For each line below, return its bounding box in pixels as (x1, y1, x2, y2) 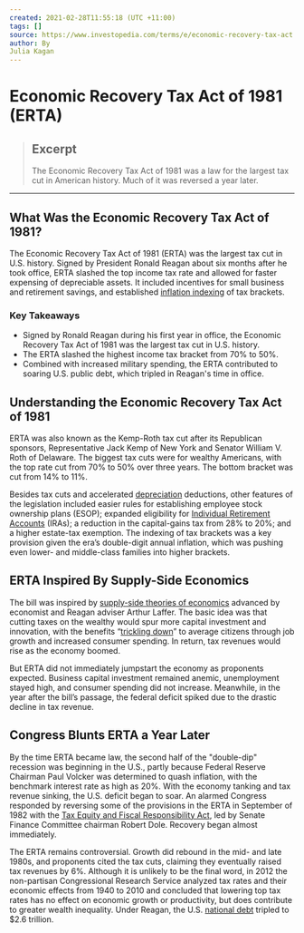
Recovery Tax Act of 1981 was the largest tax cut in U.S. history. (22, 339, 261, 350)
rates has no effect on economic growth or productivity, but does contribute (9, 894, 292, 905)
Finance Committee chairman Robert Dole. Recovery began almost (9, 819, 258, 830)
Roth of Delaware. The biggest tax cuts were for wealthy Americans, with (9, 452, 282, 463)
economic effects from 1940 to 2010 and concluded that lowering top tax (9, 885, 281, 896)
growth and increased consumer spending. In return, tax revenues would (9, 636, 281, 646)
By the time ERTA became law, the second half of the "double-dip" (9, 752, 258, 763)
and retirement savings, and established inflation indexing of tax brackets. (9, 287, 285, 297)
